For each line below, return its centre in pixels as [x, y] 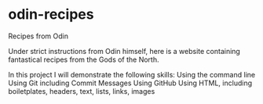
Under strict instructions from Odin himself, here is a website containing [124, 51]
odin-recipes [51, 14]
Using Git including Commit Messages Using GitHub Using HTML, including [130, 83]
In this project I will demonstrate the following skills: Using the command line [132, 74]
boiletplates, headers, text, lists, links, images [82, 91]
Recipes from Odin [38, 36]
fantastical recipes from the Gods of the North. [84, 59]
